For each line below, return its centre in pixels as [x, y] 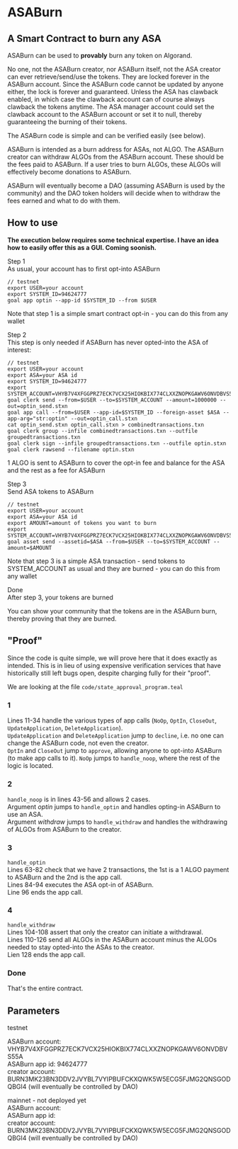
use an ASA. [25, 815]
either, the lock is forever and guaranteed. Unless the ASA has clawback [113, 92]
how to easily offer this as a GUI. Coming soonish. [82, 247]
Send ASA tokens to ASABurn [51, 491]
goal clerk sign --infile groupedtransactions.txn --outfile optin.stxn [117, 443]
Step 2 [17, 334]
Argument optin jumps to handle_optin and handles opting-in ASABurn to [114, 807]
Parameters [34, 1011]
